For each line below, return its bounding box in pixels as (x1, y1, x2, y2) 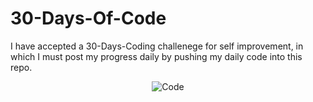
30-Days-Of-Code (10, 7, 167, 30)
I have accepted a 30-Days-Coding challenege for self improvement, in (10, 40, 304, 52)
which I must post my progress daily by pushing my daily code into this (10, 50, 303, 62)
